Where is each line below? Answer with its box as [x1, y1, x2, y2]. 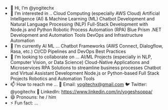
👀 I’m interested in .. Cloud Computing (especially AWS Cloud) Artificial [10, 10, 160, 16]
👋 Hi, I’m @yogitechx [10, 5, 55, 11]
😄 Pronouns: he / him [10, 94, 56, 100]
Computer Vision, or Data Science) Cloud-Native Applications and [10, 59, 150, 65]
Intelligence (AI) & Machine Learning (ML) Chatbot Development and [10, 16, 155, 21]
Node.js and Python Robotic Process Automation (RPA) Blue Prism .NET [10, 27, 162, 33]
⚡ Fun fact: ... [10, 100, 38, 106]
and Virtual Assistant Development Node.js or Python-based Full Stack [10, 70, 160, 76]
